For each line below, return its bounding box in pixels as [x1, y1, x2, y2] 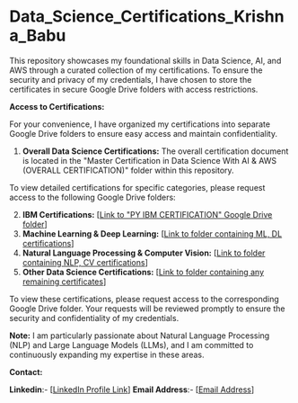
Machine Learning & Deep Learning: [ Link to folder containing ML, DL [22, 228, 283, 239]
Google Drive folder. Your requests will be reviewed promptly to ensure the [9, 303, 285, 314]
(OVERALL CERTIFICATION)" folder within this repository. [22, 165, 235, 175]
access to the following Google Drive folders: [9, 192, 177, 202]
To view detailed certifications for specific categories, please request [9, 182, 266, 193]
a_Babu [9, 25, 66, 46]
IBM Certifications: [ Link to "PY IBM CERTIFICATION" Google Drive [22, 209, 273, 219]
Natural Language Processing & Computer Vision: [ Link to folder [22, 247, 266, 258]
